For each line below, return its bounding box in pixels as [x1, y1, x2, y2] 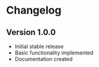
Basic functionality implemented [14, 49, 94, 56]
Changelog [6, 4, 62, 17]
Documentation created [14, 56, 73, 62]
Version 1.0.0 [6, 27, 56, 37]
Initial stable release [14, 43, 64, 50]
